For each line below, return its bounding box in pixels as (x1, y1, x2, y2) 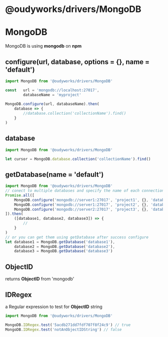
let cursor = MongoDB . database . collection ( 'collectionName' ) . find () (5, 156, 151, 161)
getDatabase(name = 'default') (5, 170, 104, 179)
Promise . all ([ (5, 193, 35, 198)
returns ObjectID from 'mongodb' (5, 276, 74, 282)
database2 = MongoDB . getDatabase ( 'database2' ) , (14, 244, 115, 249)
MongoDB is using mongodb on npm (5, 43, 82, 49)
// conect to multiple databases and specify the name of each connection (5, 188, 164, 193)
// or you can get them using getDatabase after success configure (5, 234, 149, 240)
